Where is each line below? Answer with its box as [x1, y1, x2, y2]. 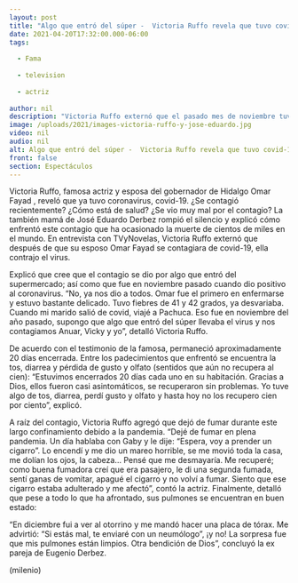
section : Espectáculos [9, 162, 93, 171]
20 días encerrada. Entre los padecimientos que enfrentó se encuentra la [9, 353, 277, 363]
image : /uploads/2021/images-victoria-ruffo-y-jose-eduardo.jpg [9, 121, 252, 130]
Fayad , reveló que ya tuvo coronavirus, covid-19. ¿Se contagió [9, 196, 239, 206]
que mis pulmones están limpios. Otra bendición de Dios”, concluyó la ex [9, 539, 275, 549]
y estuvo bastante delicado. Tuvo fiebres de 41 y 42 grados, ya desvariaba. [9, 298, 285, 308]
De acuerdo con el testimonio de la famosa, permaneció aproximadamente [9, 343, 282, 354]
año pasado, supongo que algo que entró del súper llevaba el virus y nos [9, 316, 276, 327]
